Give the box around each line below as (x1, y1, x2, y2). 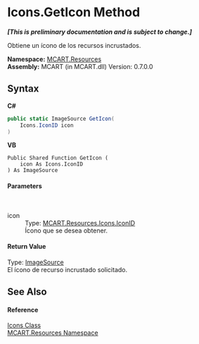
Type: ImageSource (7, 258, 65, 266)
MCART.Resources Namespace (7, 328, 98, 337)
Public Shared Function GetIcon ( (7, 154, 109, 162)
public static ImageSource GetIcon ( (7, 115, 115, 122)
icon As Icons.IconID (20, 161, 83, 168)
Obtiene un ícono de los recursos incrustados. (7, 41, 141, 49)
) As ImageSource (7, 167, 58, 174)
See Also (7, 286, 47, 298)
